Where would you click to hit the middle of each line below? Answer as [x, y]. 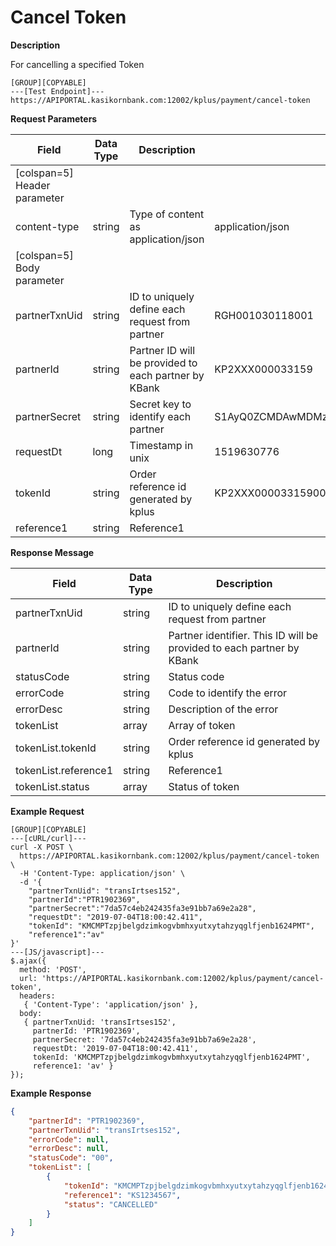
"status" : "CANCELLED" [111, 1204]
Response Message [52, 552]
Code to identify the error [228, 693]
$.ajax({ [28, 961]
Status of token [204, 786]
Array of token [202, 725]
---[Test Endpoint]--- [57, 91]
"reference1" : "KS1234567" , [122, 1195]
